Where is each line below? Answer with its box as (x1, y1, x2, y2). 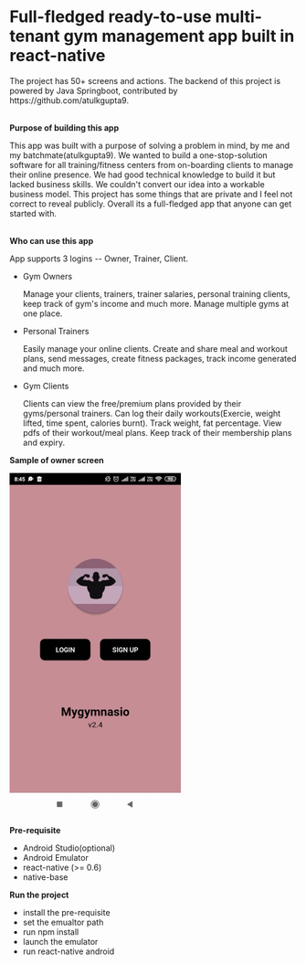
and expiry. (22, 437, 66, 448)
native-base (22, 871, 69, 883)
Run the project (9, 889, 69, 900)
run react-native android (22, 946, 115, 957)
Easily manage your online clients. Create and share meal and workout (22, 343, 288, 354)
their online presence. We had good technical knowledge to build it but (9, 169, 276, 180)
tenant (9, 26, 61, 47)
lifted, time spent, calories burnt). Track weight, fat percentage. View (22, 418, 282, 429)
